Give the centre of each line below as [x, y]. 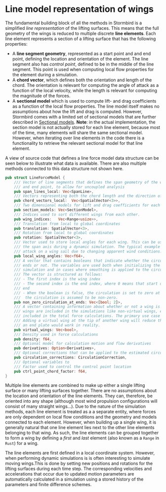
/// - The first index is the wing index [57, 279]
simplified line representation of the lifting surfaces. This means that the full [82, 28]
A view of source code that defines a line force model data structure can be [82, 158]
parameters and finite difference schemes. [48, 485]
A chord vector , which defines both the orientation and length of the [82, 80]
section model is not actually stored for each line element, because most [86, 127]
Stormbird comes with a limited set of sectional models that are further [84, 117]
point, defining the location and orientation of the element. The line [80, 59]
